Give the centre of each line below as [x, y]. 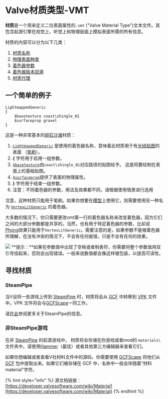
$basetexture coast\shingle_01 [47, 116]
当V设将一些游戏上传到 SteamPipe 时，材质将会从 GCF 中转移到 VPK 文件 [81, 297]
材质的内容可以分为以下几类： [36, 42]
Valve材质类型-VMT [47, 10]
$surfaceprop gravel [36, 121]
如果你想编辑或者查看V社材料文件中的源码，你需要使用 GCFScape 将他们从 [83, 357]
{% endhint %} [129, 391]
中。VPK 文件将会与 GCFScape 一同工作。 [48, 303]
